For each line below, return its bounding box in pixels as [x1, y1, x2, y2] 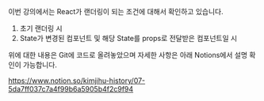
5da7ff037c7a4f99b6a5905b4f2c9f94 [8, 84, 134, 93]
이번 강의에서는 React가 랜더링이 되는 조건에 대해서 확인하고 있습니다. [8, 7, 224, 16]
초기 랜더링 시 [19, 24, 63, 33]
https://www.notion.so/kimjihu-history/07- [8, 76, 146, 85]
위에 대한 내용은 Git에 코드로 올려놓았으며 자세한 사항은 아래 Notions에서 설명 [8, 50, 248, 59]
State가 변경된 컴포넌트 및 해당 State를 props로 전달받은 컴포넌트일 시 [19, 34, 238, 43]
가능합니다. [22, 60, 58, 69]
